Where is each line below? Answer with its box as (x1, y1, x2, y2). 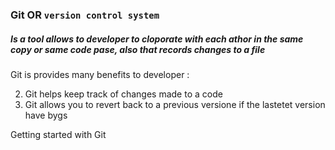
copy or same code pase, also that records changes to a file (10, 43, 266, 55)
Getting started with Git (10, 128, 107, 140)
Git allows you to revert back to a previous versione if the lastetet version (24, 98, 326, 110)
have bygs (24, 109, 68, 121)
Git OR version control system (10, 8, 160, 22)
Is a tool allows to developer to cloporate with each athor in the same (10, 33, 304, 45)
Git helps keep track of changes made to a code (24, 88, 223, 100)
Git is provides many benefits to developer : (10, 68, 190, 80)
